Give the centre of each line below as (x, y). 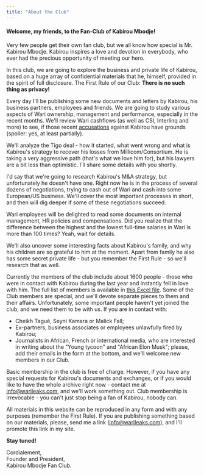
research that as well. (33, 265)
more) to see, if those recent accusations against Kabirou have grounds (96, 127)
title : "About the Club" (38, 12)
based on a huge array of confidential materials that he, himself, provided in (101, 76)
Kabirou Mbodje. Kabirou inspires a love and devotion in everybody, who (97, 51)
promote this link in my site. (41, 429)
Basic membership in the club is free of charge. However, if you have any (98, 371)
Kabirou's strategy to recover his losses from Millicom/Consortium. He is (97, 152)
